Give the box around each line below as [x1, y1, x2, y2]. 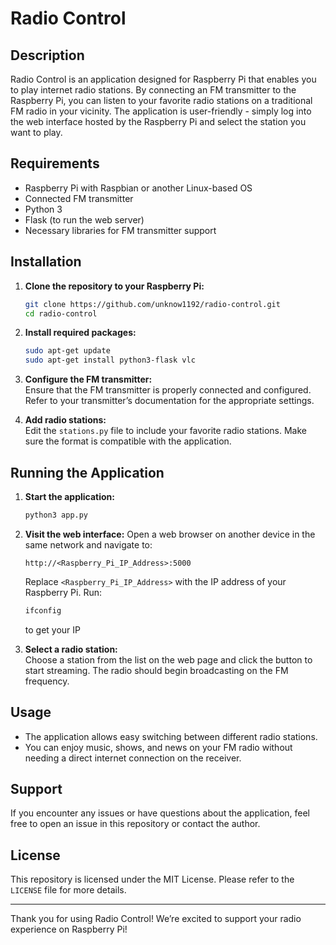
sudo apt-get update [24, 346, 111, 356]
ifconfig [24, 605, 62, 616]
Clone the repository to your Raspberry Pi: [24, 280, 205, 292]
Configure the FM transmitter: [24, 373, 153, 386]
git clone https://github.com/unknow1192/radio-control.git [24, 299, 281, 309]
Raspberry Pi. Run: [24, 586, 102, 598]
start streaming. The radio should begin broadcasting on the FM [24, 664, 289, 676]
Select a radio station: [24, 643, 118, 655]
